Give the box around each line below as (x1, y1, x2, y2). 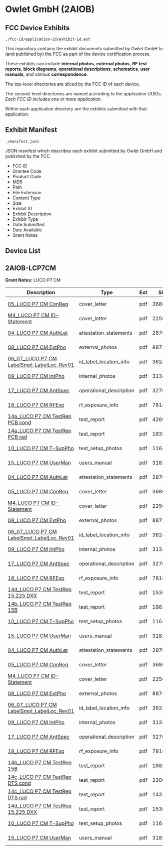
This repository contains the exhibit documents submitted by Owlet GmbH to (5, 46, 163, 51)
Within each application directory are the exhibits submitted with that (5, 106, 147, 111)
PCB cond (7, 419, 31, 426)
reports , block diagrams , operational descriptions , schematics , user (5, 66, 150, 72)
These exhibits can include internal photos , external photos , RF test (5, 61, 147, 66)
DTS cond (7, 780, 31, 787)
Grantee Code (12, 168, 41, 174)
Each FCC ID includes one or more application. (5, 96, 102, 102)
